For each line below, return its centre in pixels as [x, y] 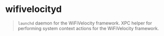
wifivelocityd [34, 9]
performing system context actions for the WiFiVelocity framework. [88, 28]
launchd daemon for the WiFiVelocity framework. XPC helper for [85, 23]
